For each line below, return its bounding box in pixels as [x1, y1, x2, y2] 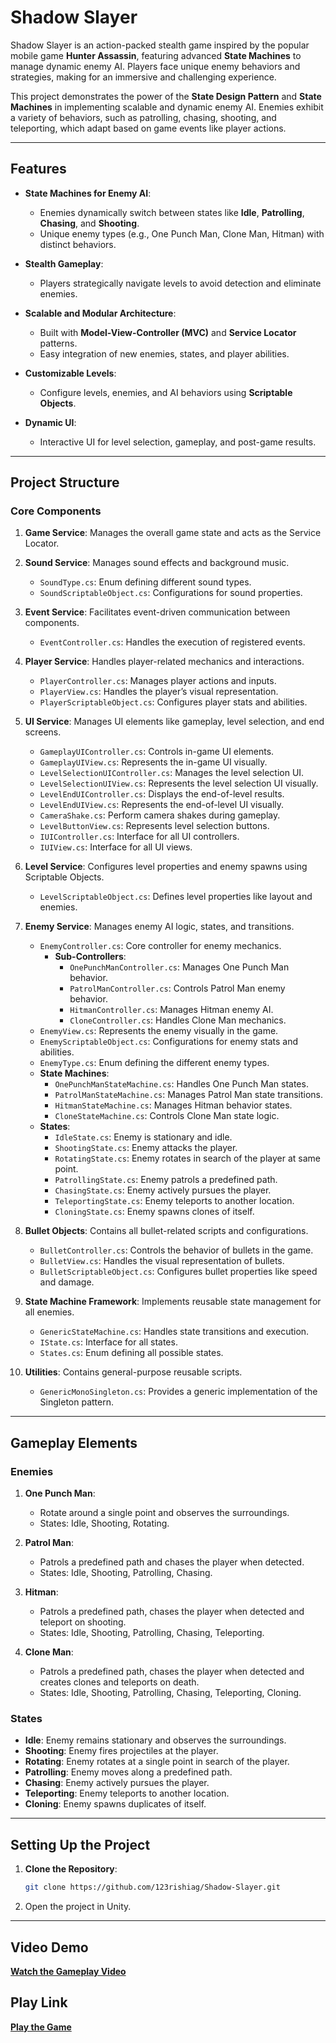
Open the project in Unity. [24, 1901, 132, 1913]
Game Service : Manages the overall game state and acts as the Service [24, 527, 322, 539]
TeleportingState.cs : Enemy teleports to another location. [54, 1195, 295, 1207]
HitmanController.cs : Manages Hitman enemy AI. [69, 1004, 274, 1016]
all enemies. [24, 1306, 75, 1318]
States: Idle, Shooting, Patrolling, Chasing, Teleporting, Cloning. [39, 1687, 302, 1699]
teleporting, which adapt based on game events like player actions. [10, 122, 287, 134]
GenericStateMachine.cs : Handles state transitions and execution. [39, 1326, 310, 1338]
